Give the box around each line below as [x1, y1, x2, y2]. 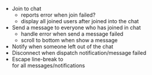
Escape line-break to [11, 56, 64, 62]
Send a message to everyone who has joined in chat [11, 24, 141, 31]
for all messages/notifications [11, 62, 86, 69]
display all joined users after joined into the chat [20, 18, 139, 24]
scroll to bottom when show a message [20, 37, 118, 43]
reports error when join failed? [20, 11, 96, 18]
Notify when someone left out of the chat [11, 43, 114, 50]
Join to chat [11, 5, 42, 12]
